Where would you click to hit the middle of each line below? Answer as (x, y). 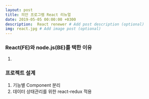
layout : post (19, 10)
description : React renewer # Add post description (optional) (75, 24)
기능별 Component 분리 (37, 85)
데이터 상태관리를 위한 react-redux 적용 (52, 91)
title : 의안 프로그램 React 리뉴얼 (38, 15)
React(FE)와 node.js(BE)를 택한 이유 (49, 48)
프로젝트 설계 (20, 73)
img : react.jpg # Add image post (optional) (53, 29)
